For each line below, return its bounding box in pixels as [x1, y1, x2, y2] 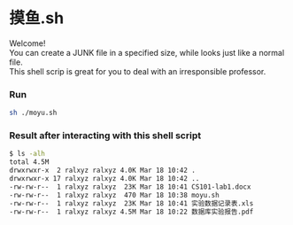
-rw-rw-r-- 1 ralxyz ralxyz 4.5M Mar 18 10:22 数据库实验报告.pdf [9, 207, 254, 216]
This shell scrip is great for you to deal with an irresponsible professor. [9, 66, 266, 76]
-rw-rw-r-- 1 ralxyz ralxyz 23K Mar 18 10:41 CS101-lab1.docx [9, 182, 251, 191]
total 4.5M [9, 158, 50, 167]
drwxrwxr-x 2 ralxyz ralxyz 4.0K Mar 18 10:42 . [9, 166, 197, 175]
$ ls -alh [9, 150, 46, 159]
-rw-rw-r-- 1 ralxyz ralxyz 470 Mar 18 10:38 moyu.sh [9, 190, 220, 199]
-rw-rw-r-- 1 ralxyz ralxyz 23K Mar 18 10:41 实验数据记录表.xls [9, 198, 254, 208]
